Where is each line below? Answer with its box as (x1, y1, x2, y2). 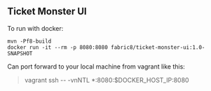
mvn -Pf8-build (7, 38, 52, 45)
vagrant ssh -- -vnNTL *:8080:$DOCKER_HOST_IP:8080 (24, 76, 189, 84)
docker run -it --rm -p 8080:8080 (7, 43, 109, 51)
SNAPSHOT (7, 50, 33, 57)
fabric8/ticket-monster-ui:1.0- (111, 43, 205, 51)
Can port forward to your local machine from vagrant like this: (7, 62, 186, 71)
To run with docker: (7, 24, 64, 32)
